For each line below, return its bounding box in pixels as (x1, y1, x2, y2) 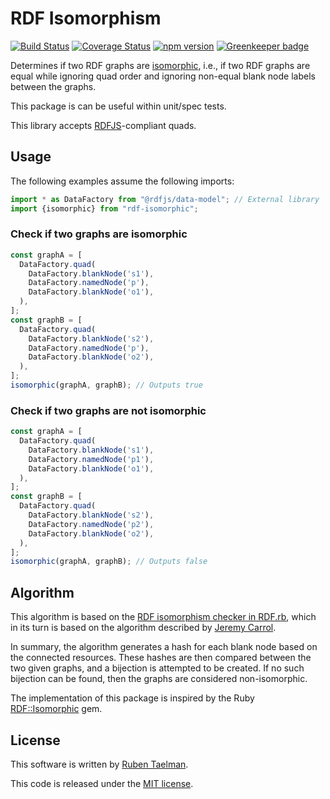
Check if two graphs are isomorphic (10, 227, 188, 241)
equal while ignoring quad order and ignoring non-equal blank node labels (10, 70, 316, 82)
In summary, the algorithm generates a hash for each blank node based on (10, 641, 318, 653)
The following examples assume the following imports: (10, 175, 235, 187)
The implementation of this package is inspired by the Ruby (10, 692, 255, 704)
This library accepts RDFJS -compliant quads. (10, 119, 197, 131)
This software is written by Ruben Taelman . (10, 758, 189, 770)
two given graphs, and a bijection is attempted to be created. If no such (10, 662, 305, 674)
